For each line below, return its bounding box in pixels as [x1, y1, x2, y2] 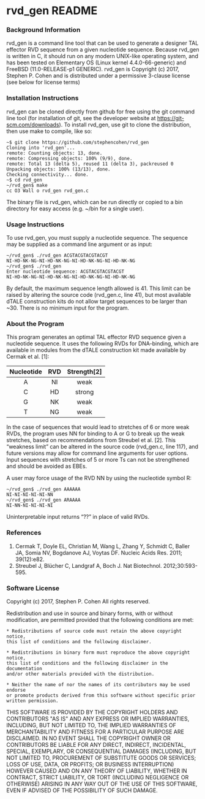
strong [75, 388, 94, 396]
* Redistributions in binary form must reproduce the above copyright [6, 649, 190, 656]
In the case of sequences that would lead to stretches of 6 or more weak [6, 424, 190, 431]
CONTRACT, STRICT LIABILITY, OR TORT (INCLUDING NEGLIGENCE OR [6, 773, 189, 781]
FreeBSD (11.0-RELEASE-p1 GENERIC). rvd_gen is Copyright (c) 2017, [6, 66, 179, 73]
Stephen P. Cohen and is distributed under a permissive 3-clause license [6, 72, 190, 80]
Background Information [6, 26, 81, 34]
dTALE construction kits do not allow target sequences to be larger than [6, 298, 188, 305]
